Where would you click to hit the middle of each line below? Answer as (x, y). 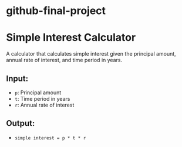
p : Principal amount (38, 93)
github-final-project (56, 11)
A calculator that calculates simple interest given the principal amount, (91, 54)
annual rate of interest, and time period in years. (64, 60)
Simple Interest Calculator (71, 38)
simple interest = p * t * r (50, 138)
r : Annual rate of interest (44, 105)
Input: (17, 78)
